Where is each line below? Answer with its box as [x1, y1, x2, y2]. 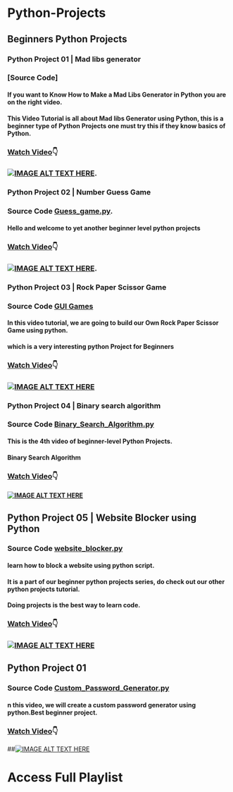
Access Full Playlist [7, 769, 123, 786]
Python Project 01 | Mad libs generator [7, 54, 141, 64]
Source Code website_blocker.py [7, 544, 123, 554]
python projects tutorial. [7, 585, 80, 593]
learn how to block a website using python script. [7, 562, 155, 570]
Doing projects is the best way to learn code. [7, 601, 141, 610]
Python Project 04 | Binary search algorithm [7, 400, 161, 410]
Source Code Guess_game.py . [7, 206, 113, 216]
